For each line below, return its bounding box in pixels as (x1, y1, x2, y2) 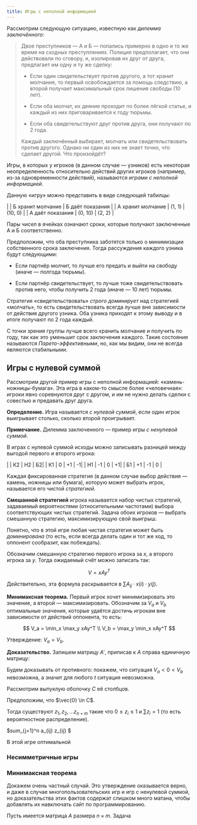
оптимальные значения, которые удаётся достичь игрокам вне (6, 607, 166, 614)
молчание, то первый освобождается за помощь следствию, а (29, 79, 188, 86)
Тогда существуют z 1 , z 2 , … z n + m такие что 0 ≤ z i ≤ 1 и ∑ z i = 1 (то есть (6, 708, 181, 716)
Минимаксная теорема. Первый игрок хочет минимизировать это (6, 593, 175, 600)
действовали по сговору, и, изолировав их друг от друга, (21, 55, 165, 62)
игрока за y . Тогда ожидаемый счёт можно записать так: (6, 557, 150, 564)
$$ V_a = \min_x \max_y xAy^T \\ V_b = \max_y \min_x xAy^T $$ (23, 624, 175, 631)
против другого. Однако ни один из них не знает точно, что (21, 144, 171, 151)
